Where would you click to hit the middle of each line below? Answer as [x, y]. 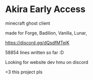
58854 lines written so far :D [34, 52]
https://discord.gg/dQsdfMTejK [37, 43]
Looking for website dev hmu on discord [47, 62]
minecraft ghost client [28, 23]
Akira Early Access [45, 9]
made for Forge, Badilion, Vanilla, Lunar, [46, 33]
